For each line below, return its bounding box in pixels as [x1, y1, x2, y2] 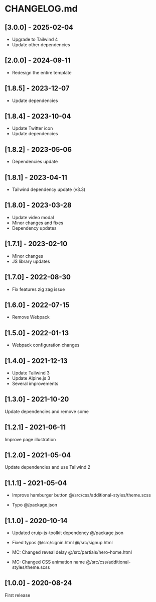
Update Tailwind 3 [12, 370, 50, 376]
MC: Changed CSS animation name [12, 559, 85, 565]
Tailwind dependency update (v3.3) [12, 186, 86, 192]
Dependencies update [12, 159, 58, 165]
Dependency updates [12, 225, 57, 231]
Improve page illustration [5, 436, 56, 442]
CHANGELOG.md [5, 3, 78, 15]
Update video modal [12, 214, 54, 220]
